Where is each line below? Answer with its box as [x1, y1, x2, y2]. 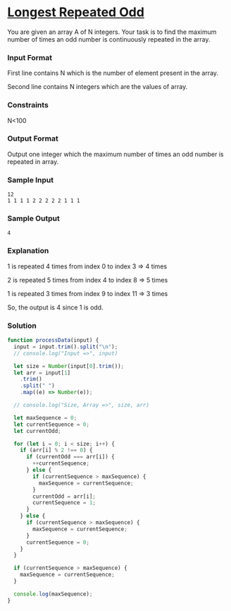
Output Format [7, 134, 58, 143]
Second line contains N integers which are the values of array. [7, 83, 188, 91]
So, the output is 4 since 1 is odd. [7, 303, 104, 312]
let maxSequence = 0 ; [13, 414, 77, 421]
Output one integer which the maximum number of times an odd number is [7, 150, 224, 158]
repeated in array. [7, 157, 59, 166]
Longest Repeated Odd [7, 4, 144, 20]
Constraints [7, 100, 49, 110]
